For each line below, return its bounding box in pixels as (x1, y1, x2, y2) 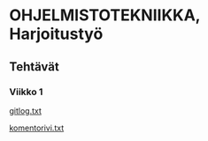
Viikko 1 (9, 85, 43, 98)
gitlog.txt (9, 105, 42, 115)
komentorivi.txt (9, 122, 65, 133)
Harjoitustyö (9, 24, 104, 44)
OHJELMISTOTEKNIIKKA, (9, 5, 201, 26)
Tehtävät (9, 59, 59, 74)
